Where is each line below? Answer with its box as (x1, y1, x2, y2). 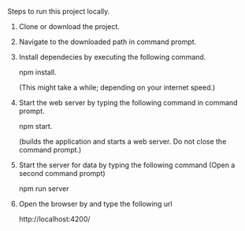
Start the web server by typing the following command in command (18, 98, 238, 107)
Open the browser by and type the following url (18, 200, 173, 208)
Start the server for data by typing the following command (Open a (18, 160, 236, 170)
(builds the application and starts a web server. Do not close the (18, 137, 227, 146)
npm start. (18, 122, 53, 130)
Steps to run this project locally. (7, 7, 110, 16)
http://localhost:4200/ (18, 214, 91, 223)
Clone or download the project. (18, 22, 120, 31)
